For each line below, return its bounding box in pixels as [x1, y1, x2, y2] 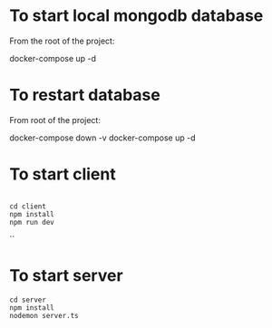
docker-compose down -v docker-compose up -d [9, 132, 196, 143]
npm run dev [9, 217, 54, 227]
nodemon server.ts [9, 311, 79, 320]
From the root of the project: [9, 35, 115, 46]
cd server [9, 295, 47, 304]
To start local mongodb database [9, 5, 264, 26]
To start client [9, 164, 116, 185]
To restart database [9, 85, 160, 105]
